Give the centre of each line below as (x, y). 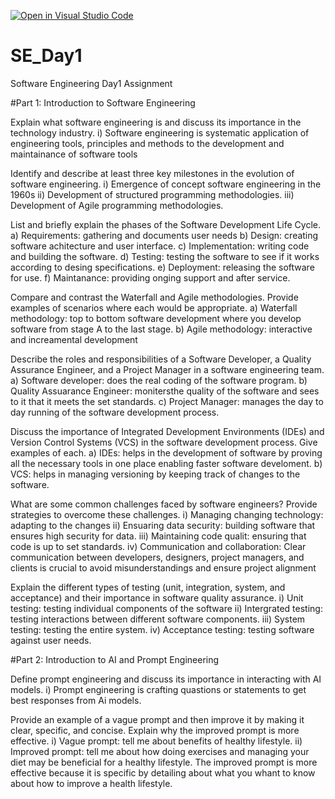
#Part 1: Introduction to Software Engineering (103, 102)
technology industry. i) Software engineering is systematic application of (160, 132)
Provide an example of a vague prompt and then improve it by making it (157, 719)
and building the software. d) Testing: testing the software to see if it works (165, 256)
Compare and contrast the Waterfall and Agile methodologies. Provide (154, 297)
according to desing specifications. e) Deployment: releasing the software (162, 267)
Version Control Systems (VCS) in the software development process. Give (164, 442)
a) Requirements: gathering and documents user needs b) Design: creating (164, 235)
